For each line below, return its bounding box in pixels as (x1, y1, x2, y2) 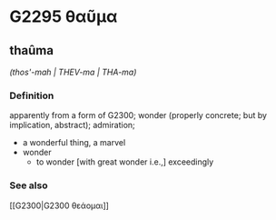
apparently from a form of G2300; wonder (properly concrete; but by (9, 110, 268, 121)
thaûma (9, 43, 54, 58)
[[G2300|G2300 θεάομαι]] (9, 200, 109, 211)
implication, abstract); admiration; (9, 120, 136, 131)
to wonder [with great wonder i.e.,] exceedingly (35, 156, 214, 167)
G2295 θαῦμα (9, 6, 118, 27)
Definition (9, 89, 54, 102)
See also (9, 179, 48, 192)
